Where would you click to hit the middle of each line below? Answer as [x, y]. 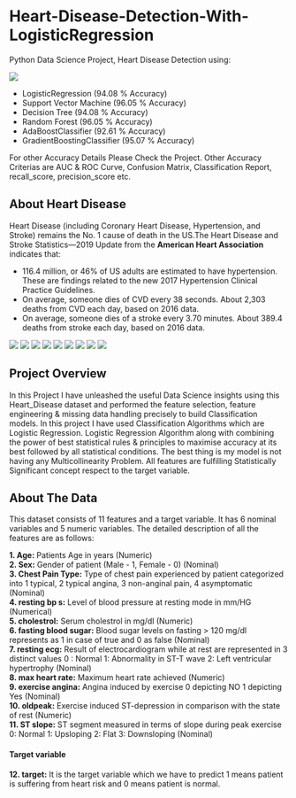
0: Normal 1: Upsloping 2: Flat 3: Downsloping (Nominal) [111, 734]
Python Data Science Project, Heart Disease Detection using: [120, 59]
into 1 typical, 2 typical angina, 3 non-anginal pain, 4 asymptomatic [131, 584]
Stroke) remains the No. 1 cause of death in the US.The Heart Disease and [144, 235]
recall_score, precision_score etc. [70, 176]
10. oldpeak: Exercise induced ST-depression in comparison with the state [145, 706]
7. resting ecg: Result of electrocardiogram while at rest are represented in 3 [148, 649]
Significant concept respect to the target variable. [99, 470]
